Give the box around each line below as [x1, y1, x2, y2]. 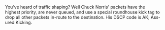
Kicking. [15, 19, 32, 25]
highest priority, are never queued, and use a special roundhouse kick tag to [5, 9, 160, 15]
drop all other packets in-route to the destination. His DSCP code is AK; [5, 15, 150, 20]
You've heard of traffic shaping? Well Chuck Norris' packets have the [5, 4, 145, 10]
